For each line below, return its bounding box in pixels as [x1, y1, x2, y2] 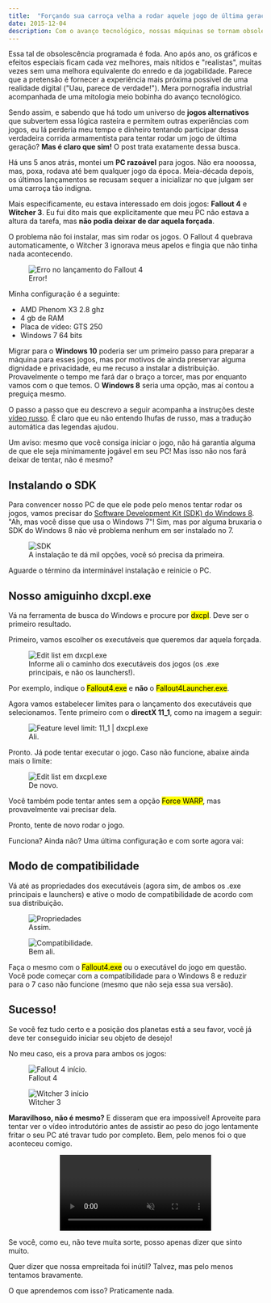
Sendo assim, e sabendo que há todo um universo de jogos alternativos [8, 108, 250, 117]
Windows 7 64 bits [19, 331, 83, 341]
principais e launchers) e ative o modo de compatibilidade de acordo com [8, 889, 254, 899]
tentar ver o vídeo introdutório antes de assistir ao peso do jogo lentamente [8, 1121, 259, 1131]
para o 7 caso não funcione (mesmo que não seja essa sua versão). [8, 979, 234, 989]
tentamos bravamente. [8, 1270, 83, 1280]
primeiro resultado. [8, 620, 72, 628]
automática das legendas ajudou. [8, 422, 119, 432]
